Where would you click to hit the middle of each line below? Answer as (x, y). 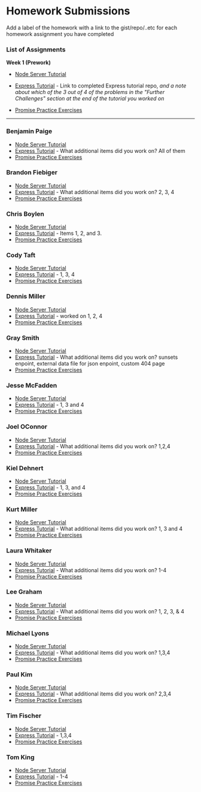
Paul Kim (19, 675)
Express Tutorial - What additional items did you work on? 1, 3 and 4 (99, 529)
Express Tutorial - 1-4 (42, 776)
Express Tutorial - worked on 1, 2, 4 (59, 316)
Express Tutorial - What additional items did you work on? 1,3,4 (92, 653)
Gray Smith (23, 338)
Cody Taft (21, 255)
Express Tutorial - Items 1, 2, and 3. (58, 233)
